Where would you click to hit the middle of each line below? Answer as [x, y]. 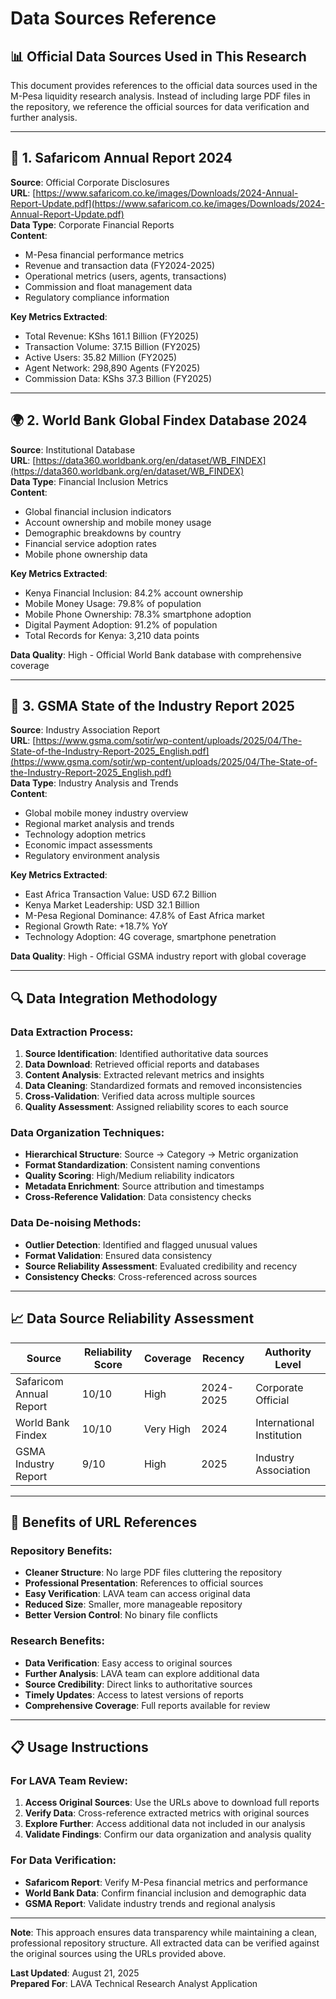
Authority [288, 1352]
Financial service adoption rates [90, 543]
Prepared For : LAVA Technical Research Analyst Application [134, 1983]
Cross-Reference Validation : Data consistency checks [138, 1197]
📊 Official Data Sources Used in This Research [158, 56]
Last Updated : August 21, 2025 [75, 1973]
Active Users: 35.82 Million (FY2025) [101, 357]
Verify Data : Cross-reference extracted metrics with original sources [167, 1813]
